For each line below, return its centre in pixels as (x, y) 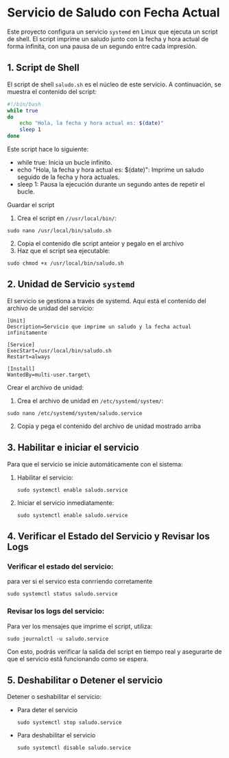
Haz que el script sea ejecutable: (63, 251)
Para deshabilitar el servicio (56, 735)
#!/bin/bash (24, 104)
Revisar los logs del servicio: (56, 611)
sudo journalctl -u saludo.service (58, 639)
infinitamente (27, 333)
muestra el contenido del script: (52, 91)
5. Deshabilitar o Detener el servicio (85, 680)
